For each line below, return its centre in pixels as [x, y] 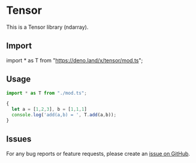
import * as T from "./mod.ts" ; [46, 93]
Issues [19, 139]
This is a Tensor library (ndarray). [47, 27]
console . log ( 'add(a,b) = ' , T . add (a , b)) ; [64, 115]
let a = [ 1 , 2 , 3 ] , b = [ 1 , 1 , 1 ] [49, 109]
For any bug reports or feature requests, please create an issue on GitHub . [98, 153]
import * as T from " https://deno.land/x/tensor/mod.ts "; [75, 60]
